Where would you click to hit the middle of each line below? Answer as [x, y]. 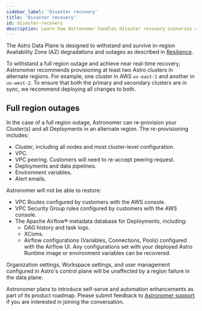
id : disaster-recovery [35, 23]
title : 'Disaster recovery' [41, 17]
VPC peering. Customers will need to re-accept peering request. [95, 160]
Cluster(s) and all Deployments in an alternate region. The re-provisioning [97, 129]
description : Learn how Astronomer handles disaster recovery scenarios [99, 29]
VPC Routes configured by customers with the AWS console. [90, 202]
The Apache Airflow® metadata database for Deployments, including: [101, 221]
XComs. [34, 234]
